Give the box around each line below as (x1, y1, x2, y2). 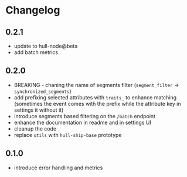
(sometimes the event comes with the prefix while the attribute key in (13, 100, 181, 107)
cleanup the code (13, 125, 57, 132)
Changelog (5, 4, 60, 17)
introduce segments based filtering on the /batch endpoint (13, 112, 156, 119)
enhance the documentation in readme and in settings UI (13, 119, 152, 126)
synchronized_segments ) (13, 88, 72, 95)
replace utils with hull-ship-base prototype (13, 131, 122, 138)
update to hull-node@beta (13, 42, 78, 49)
